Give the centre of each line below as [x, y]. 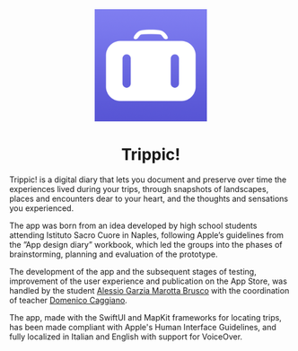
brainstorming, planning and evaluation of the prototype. [114, 254]
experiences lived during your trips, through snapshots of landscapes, [139, 189]
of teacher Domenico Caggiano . [68, 300]
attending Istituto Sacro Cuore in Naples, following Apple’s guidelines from [147, 235]
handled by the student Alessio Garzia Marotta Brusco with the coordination [149, 290]
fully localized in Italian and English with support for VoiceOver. [126, 337]
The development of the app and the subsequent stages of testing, [133, 271]
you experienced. [42, 208]
